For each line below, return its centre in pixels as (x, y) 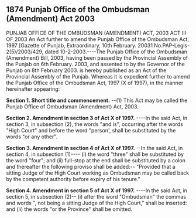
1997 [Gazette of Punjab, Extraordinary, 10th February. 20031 (80, 45)
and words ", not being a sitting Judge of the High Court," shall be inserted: (97, 203)
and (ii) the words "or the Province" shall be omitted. (69, 209)
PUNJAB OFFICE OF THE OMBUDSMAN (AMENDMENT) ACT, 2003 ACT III (96, 33)
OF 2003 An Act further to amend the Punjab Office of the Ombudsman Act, (97, 39)
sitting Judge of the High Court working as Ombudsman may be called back (97, 173)
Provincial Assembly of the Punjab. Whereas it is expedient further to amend (98, 76)
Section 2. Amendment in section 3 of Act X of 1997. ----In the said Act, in (97, 118)
